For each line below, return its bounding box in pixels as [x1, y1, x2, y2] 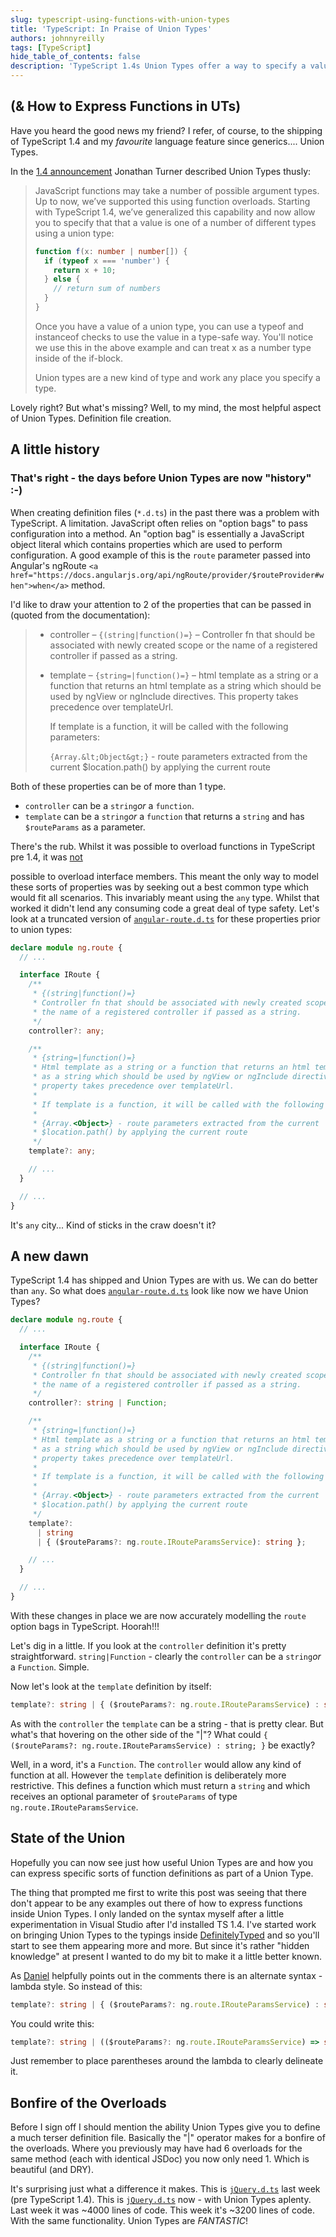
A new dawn [10, 1247, 90, 1265]
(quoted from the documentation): [10, 609, 151, 621]
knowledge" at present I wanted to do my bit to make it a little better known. [10, 1950, 323, 1962]
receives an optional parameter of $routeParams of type [10, 1790, 238, 1802]
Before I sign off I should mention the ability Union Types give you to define [10, 2121, 321, 2133]
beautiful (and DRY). [10, 2164, 94, 2176]
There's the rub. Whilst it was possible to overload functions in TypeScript [10, 840, 315, 852]
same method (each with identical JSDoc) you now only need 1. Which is [10, 2153, 310, 2165]
